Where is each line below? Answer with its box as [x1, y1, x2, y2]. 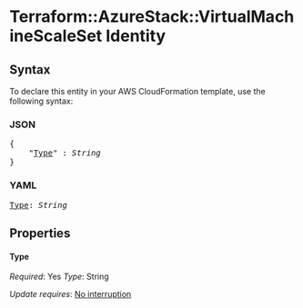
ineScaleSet [9, 25, 103, 46]
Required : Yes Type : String [9, 271, 109, 283]
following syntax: [9, 95, 74, 106]
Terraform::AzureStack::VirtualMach [9, 6, 295, 27]
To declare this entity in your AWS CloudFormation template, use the [9, 86, 266, 96]
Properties [9, 225, 71, 241]
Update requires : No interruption [9, 289, 132, 300]
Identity [106, 25, 167, 46]
